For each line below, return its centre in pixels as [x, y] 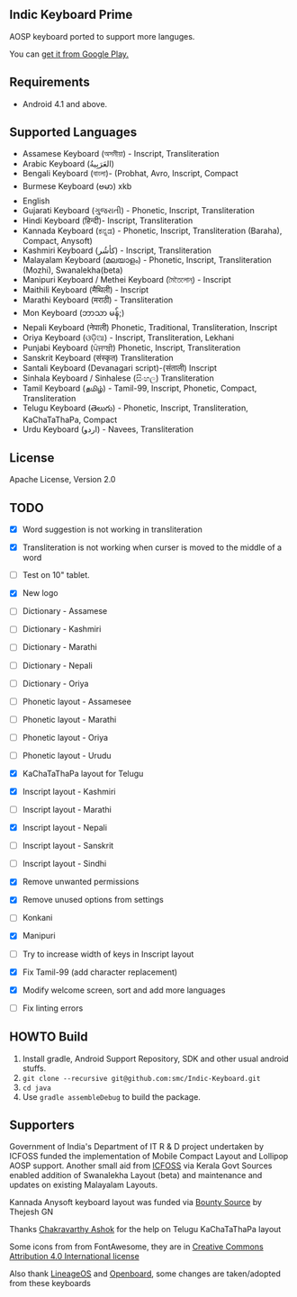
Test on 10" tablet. [56, 575]
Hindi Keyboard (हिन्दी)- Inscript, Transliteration [108, 221]
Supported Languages [73, 133]
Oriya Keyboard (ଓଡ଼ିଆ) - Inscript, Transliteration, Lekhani [128, 338]
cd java [36, 1088]
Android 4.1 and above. [65, 104]
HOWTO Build [49, 1037]
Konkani [37, 918]
